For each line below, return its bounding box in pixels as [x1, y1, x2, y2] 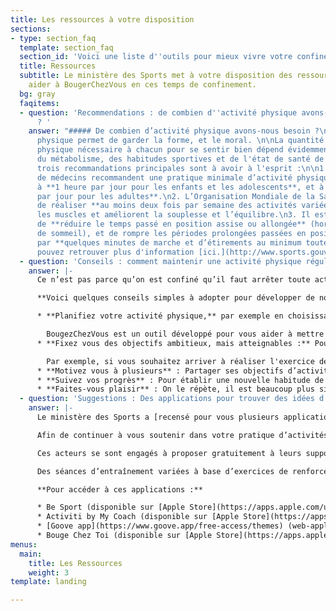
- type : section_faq [10, 33, 97, 43]
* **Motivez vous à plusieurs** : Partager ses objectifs [36, 366, 284, 376]
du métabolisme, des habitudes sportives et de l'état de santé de [36, 154, 325, 164]
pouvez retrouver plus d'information [36, 247, 195, 257]
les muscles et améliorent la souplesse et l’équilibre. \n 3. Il [36, 210, 311, 220]
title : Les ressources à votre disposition [10, 14, 195, 25]
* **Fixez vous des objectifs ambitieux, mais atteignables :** [36, 338, 311, 348]
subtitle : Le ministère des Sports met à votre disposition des [19, 71, 293, 81]
